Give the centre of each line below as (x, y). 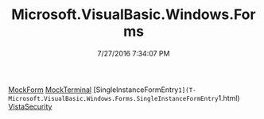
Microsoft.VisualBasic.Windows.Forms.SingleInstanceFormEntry (113, 98)
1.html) (229, 98)
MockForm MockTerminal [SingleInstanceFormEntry (93, 90)
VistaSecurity (30, 106)
